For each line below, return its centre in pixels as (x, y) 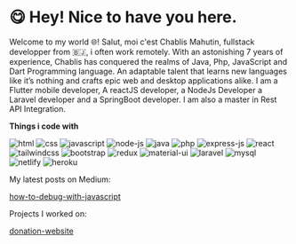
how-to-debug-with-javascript (65, 196)
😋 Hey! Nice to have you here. (123, 17)
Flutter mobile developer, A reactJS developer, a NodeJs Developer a (136, 90)
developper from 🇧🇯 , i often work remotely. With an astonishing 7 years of (146, 51)
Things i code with (44, 126)
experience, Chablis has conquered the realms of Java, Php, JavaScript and (148, 61)
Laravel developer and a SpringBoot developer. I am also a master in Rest (143, 99)
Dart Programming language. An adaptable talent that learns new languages (148, 71)
